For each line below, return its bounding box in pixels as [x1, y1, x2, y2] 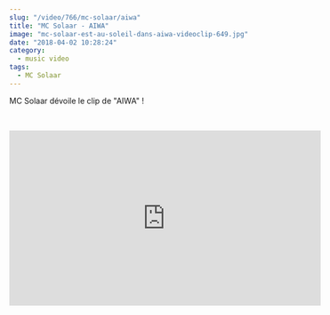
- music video [17, 54, 69, 63]
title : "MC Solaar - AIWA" [9, 21, 109, 30]
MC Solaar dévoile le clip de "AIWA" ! [9, 95, 145, 106]
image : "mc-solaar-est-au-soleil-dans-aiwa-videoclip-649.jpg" [9, 29, 249, 38]
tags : [9, 63, 29, 72]
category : [9, 46, 46, 55]
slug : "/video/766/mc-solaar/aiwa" [9, 12, 141, 22]
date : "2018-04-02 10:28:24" [9, 37, 117, 47]
